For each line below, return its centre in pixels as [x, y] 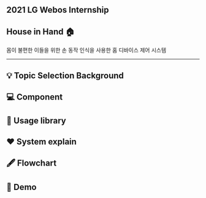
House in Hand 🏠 [40, 31]
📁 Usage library [36, 121]
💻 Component [35, 97]
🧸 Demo [21, 187]
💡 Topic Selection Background [65, 75]
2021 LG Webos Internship [58, 10]
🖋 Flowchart [32, 163]
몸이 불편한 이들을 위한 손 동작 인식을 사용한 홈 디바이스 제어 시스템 [86, 50]
